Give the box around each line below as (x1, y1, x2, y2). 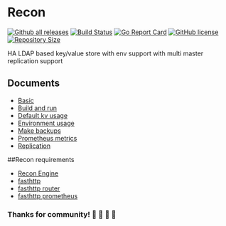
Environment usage (17, 119, 75, 127)
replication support (7, 56, 63, 65)
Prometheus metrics (17, 134, 77, 142)
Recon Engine (17, 168, 59, 178)
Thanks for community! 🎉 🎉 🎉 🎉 (7, 209, 117, 219)
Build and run (17, 104, 57, 112)
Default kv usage (17, 111, 68, 119)
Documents (7, 77, 60, 90)
